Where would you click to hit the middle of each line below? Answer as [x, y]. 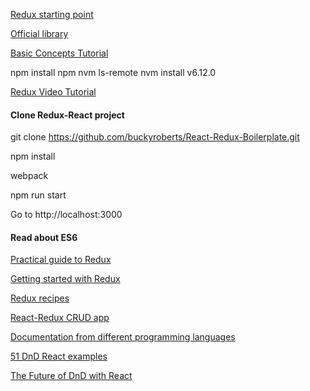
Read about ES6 [44, 237]
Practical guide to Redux [61, 260]
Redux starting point [52, 14]
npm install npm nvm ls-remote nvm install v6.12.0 [113, 72]
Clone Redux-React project [67, 115]
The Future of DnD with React [71, 376]
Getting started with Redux [65, 279]
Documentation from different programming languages [123, 337]
